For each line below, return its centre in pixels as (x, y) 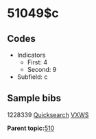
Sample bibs (34, 98)
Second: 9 (42, 69)
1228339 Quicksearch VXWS (48, 114)
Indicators (31, 55)
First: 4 (37, 62)
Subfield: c (32, 77)
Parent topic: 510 (31, 128)
